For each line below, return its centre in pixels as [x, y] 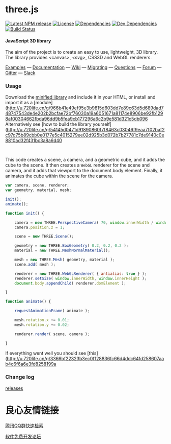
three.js [22, 9]
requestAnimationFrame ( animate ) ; [52, 311]
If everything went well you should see [46, 353]
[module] [43, 103]
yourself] [102, 124]
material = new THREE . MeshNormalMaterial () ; [62, 251]
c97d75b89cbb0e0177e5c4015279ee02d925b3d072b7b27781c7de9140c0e [85, 135]
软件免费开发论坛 [23, 436]
